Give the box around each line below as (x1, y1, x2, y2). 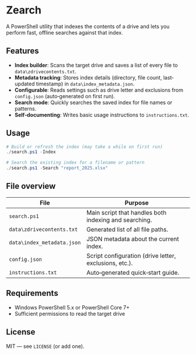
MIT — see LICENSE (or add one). (6, 343, 85, 350)
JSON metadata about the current (86, 235, 179, 243)
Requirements (6, 288, 58, 298)
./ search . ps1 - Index (6, 149, 57, 155)
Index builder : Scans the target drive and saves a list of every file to (14, 61, 178, 68)
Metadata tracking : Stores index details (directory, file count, (14, 74, 162, 81)
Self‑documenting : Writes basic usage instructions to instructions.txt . (14, 111, 190, 118)
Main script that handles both (86, 208, 167, 216)
